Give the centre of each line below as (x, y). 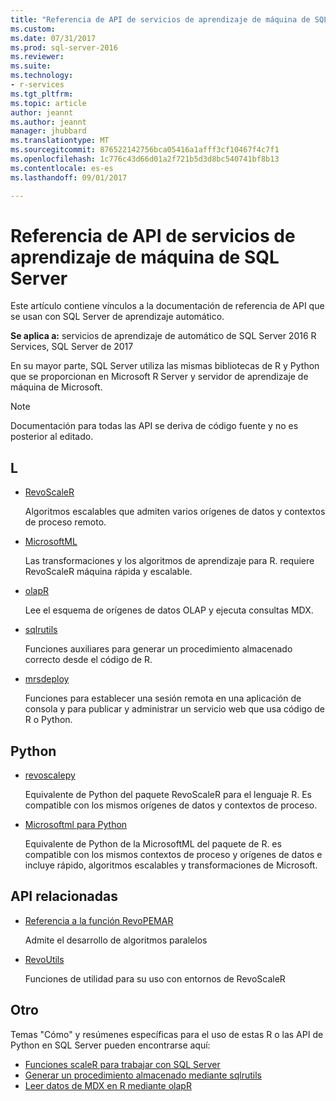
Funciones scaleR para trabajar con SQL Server (122, 1064)
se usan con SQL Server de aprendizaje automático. (117, 317)
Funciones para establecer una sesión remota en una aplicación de (163, 698)
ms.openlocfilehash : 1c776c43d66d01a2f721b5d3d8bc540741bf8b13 (145, 159)
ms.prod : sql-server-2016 (64, 47)
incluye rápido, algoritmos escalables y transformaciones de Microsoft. (171, 865)
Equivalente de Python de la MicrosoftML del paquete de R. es (153, 844)
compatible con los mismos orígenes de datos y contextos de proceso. (171, 805)
